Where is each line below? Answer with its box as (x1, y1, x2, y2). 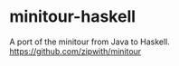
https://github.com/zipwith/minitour (9, 45, 142, 56)
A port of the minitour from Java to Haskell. (9, 36, 170, 47)
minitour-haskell (9, 6, 137, 27)
